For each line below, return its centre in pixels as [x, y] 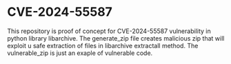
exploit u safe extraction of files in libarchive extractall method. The [103, 45]
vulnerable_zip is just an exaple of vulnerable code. [80, 53]
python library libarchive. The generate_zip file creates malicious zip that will [116, 38]
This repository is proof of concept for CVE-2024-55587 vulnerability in [109, 31]
